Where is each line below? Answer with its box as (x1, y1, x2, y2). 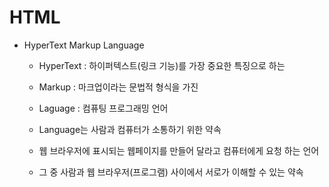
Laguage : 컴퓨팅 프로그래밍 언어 (38, 102, 169, 114)
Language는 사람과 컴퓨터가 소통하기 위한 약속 (38, 123, 222, 135)
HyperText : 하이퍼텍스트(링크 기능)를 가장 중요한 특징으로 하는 (38, 59, 286, 71)
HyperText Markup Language (23, 39, 145, 51)
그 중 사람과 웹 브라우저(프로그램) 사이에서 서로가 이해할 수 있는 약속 (38, 166, 304, 178)
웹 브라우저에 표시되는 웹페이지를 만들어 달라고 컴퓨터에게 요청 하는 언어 (38, 144, 320, 156)
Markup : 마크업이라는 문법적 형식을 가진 (38, 81, 199, 93)
